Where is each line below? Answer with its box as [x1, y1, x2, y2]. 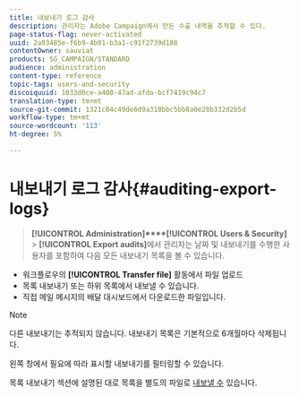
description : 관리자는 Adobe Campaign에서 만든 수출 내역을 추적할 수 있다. [9, 22, 267, 30]
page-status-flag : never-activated [9, 30, 142, 39]
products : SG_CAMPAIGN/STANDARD [9, 55, 130, 64]
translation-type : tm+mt [9, 96, 102, 106]
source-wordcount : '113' [9, 122, 102, 131]
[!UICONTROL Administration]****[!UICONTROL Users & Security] [30, 228, 287, 238]
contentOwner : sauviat [9, 47, 94, 56]
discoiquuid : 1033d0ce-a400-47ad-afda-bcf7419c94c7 [9, 88, 206, 97]
